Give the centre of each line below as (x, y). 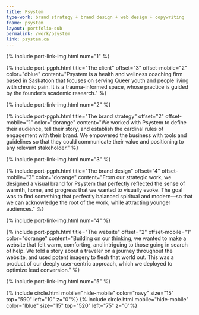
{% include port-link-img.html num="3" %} (59, 159)
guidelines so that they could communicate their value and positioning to (95, 141)
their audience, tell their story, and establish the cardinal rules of (85, 129)
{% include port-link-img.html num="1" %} (58, 56)
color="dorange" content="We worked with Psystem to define (111, 122)
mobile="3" (20, 177)
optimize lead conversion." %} (43, 270)
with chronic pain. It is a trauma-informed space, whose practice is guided (97, 87)
